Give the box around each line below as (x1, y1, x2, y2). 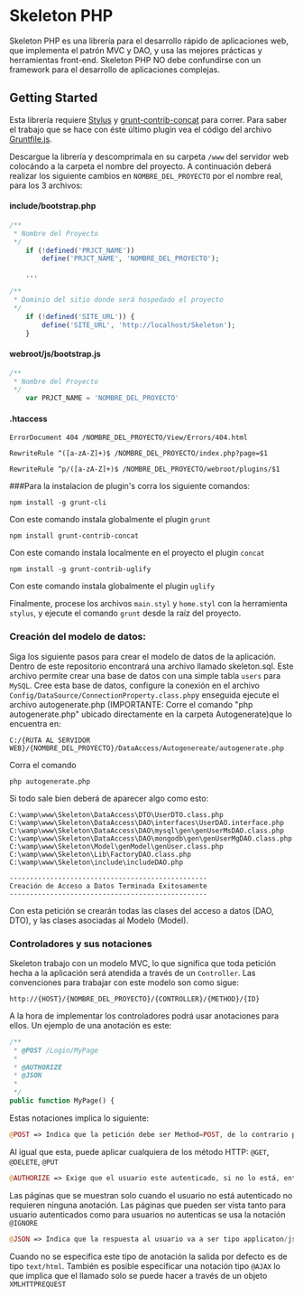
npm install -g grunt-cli (9, 498, 106, 507)
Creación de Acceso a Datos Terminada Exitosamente (9, 881, 207, 890)
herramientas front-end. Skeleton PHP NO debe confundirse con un (9, 54, 262, 65)
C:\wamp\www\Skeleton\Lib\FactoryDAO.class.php (9, 850, 192, 859)
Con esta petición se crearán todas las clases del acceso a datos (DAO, (9, 905, 275, 916)
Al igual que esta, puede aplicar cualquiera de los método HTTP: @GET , (9, 1146, 270, 1157)
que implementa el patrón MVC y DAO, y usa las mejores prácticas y (9, 44, 263, 55)
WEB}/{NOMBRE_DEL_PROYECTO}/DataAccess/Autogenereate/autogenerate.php (9, 743, 284, 753)
